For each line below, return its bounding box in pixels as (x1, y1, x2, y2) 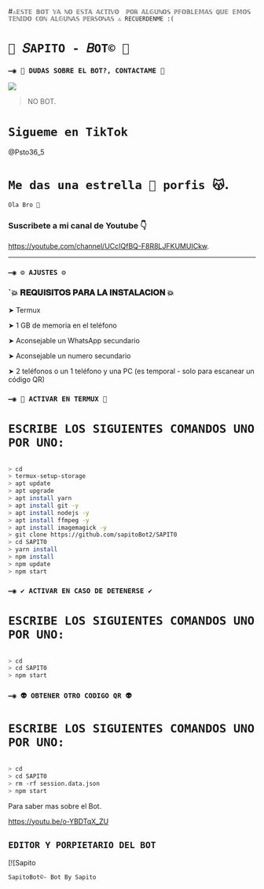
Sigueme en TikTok (8, 124, 128, 139)
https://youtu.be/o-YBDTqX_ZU (8, 817, 109, 826)
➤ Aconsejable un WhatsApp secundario (8, 335, 140, 345)
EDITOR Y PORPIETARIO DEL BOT (8, 839, 156, 850)
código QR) (8, 374, 46, 384)
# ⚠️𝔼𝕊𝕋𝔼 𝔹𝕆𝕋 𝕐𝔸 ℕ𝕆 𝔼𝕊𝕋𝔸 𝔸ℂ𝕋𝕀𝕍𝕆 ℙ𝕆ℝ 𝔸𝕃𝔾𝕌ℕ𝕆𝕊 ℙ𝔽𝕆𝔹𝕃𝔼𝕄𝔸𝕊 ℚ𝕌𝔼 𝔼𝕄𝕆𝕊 (8, 7, 251, 16)
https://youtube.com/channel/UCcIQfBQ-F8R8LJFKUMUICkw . (8, 241, 210, 250)
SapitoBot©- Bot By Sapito (8, 873, 97, 881)
